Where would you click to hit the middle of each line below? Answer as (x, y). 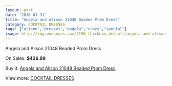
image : (12, 34)
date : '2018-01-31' (26, 15)
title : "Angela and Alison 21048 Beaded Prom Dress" (63, 19)
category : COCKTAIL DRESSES (35, 24)
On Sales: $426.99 (26, 58)
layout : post (19, 10)
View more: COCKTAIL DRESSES (40, 78)
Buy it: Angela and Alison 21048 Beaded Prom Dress (61, 68)
